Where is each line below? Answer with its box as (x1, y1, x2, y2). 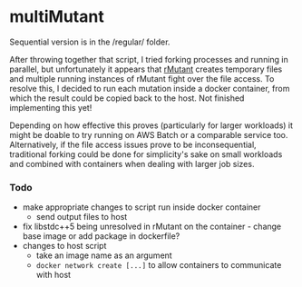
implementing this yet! (9, 102, 93, 113)
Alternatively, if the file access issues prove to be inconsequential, (9, 139, 257, 150)
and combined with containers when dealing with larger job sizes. (9, 158, 255, 169)
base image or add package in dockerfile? (22, 231, 180, 242)
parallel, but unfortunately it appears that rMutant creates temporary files (9, 64, 283, 74)
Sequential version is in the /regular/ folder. (9, 36, 170, 47)
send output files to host (35, 212, 128, 223)
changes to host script (22, 241, 107, 252)
